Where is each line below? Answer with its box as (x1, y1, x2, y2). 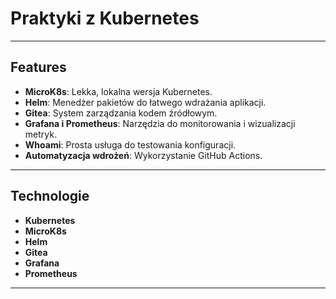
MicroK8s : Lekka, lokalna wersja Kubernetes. (24, 85, 213, 97)
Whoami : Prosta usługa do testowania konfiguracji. (24, 138, 237, 151)
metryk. (24, 128, 57, 140)
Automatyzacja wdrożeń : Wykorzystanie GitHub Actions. (24, 149, 263, 161)
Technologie (10, 188, 90, 205)
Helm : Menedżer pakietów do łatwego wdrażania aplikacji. (24, 96, 267, 108)
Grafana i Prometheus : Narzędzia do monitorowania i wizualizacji (24, 117, 296, 129)
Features (10, 59, 67, 76)
